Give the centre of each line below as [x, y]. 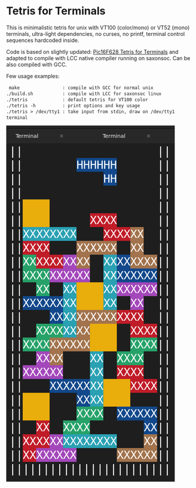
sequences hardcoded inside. [43, 40]
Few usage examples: [33, 76]
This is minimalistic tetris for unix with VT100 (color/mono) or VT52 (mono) [98, 27]
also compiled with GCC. [37, 65]
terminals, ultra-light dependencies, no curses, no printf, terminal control [96, 33]
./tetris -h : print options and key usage [73, 106]
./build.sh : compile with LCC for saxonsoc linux [84, 94]
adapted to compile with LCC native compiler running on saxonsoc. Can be [98, 58]
